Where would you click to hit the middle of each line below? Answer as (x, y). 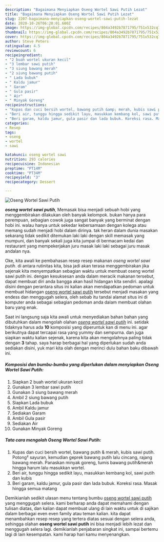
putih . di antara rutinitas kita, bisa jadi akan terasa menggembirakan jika (77, 266)
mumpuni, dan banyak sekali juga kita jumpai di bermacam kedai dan (74, 241)
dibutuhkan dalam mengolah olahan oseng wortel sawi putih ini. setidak (77, 322)
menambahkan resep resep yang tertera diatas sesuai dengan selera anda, (80, 519)
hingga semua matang (35, 488)
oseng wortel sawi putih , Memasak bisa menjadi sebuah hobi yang (73, 210)
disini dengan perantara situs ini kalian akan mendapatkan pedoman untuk (80, 287)
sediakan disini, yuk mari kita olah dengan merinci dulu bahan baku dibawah (82, 348)
